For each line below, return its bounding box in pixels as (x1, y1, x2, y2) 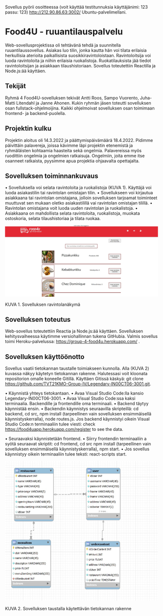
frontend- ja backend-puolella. (5, 110, 66, 116)
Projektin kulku (5, 125, 52, 133)
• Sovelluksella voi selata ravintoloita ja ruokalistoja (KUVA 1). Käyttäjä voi (5, 185, 152, 190)
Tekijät (5, 82, 26, 90)
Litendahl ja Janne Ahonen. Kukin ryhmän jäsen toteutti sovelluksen (16, 100, 151, 106)
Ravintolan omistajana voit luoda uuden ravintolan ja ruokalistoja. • (5, 205, 138, 211)
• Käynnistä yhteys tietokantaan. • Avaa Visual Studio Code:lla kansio (5, 390, 144, 396)
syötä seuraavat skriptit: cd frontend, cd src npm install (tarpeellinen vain (5, 441, 151, 447)
